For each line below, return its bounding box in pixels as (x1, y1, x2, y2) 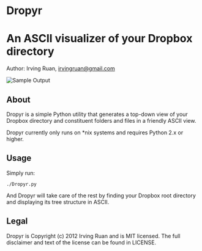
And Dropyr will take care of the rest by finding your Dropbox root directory (6, 192, 196, 199)
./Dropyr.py (6, 181, 37, 187)
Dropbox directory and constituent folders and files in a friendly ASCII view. (6, 117, 196, 124)
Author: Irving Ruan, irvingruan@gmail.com (6, 65, 115, 72)
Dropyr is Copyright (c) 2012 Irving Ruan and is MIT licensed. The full (6, 232, 181, 239)
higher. (6, 135, 24, 142)
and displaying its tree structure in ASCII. (6, 198, 110, 205)
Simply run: (6, 169, 36, 176)
